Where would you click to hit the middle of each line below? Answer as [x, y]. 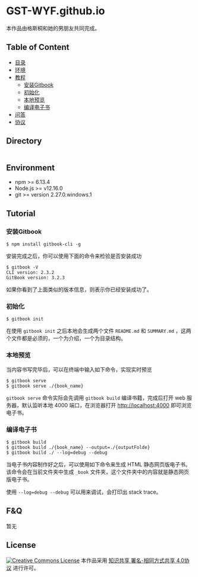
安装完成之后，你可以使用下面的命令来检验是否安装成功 [74, 256]
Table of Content [38, 47]
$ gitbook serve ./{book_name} [45, 386]
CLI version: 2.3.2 [30, 273]
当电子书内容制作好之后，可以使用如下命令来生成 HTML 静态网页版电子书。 [98, 464]
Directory [24, 141]
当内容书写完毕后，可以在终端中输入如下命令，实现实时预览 [79, 369]
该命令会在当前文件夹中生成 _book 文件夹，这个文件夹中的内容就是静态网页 [98, 472]
